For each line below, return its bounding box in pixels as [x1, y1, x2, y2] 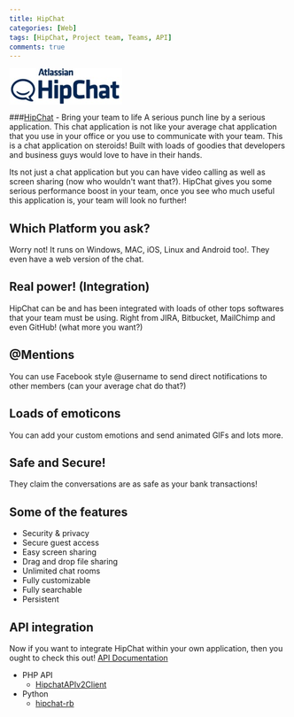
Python [21, 688, 49, 699]
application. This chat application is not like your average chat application [9, 121, 277, 132]
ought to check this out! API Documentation [9, 652, 168, 663]
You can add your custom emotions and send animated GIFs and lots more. [9, 430, 283, 440]
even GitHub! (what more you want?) [9, 322, 143, 332]
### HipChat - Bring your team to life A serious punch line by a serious [9, 112, 266, 123]
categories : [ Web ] [9, 23, 77, 33]
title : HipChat [9, 14, 66, 23]
